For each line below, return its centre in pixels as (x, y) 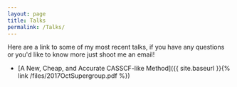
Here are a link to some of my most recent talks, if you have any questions (116, 47)
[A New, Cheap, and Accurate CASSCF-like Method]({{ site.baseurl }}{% (124, 69)
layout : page (27, 14)
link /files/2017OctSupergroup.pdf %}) (74, 76)
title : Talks (27, 21)
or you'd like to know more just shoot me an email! (81, 54)
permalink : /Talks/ (36, 27)
